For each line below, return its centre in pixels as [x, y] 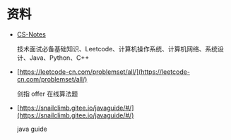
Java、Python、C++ [59, 58]
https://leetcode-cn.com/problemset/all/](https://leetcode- [105, 72]
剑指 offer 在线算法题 [47, 94]
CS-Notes [31, 34]
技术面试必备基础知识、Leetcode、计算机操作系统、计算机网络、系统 [117, 49]
